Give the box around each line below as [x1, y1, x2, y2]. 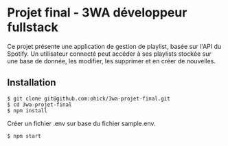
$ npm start [7, 132, 41, 139]
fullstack [7, 19, 58, 35]
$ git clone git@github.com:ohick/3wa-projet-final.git [7, 95, 170, 102]
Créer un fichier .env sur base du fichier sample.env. [7, 119, 156, 127]
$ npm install [7, 107, 48, 114]
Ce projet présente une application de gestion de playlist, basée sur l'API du [7, 42, 222, 50]
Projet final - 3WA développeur [7, 5, 187, 21]
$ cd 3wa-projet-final [7, 101, 72, 108]
